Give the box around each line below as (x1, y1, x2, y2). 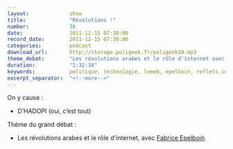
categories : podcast (7, 42, 92, 49)
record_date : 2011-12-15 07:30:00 (7, 36, 129, 43)
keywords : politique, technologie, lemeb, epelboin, (7, 68, 194, 75)
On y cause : (7, 94, 44, 102)
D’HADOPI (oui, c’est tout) (17, 107, 92, 115)
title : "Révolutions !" (7, 17, 116, 24)
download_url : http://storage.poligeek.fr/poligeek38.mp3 (7, 49, 197, 56)
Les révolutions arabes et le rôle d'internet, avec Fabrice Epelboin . (17, 134, 207, 142)
